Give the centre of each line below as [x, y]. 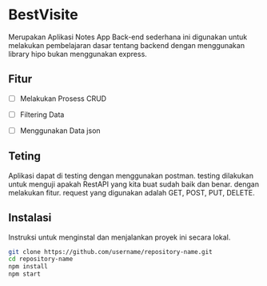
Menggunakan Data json [60, 131]
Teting [25, 157]
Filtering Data [42, 115]
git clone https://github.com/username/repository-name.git [111, 252]
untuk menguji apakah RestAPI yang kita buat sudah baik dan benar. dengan [134, 184]
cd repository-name [41, 259]
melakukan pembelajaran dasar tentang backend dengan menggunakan [127, 45]
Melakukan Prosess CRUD [63, 99]
